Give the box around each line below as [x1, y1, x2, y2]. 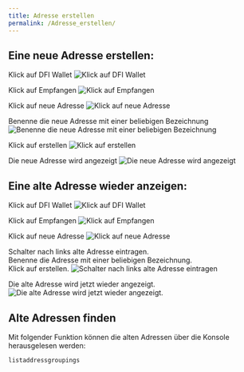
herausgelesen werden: [8, 341, 86, 350]
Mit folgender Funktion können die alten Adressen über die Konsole [8, 332, 230, 342]
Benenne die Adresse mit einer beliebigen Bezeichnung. [8, 255, 193, 265]
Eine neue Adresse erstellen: [8, 49, 154, 62]
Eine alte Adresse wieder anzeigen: [8, 179, 187, 193]
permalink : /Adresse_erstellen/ [8, 19, 116, 27]
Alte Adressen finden [8, 311, 116, 325]
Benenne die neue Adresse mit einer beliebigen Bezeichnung [8, 117, 209, 126]
